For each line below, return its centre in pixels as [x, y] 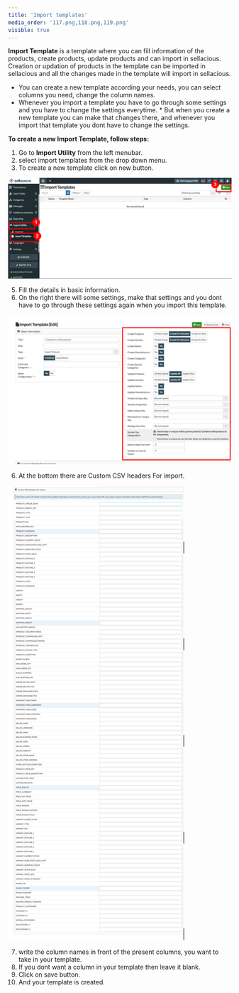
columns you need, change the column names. [87, 95]
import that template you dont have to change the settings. [104, 125]
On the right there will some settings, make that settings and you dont [120, 298]
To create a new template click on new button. [86, 168]
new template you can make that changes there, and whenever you [117, 118]
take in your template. [50, 959]
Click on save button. [49, 975]
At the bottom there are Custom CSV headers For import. [101, 476]
